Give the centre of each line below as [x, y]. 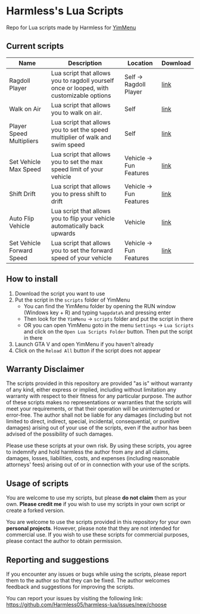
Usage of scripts [37, 483]
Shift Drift [22, 194]
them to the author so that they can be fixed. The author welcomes [88, 580]
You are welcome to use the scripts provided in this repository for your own [99, 522]
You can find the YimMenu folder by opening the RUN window [100, 306]
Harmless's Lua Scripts [65, 11]
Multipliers [24, 141]
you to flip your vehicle [83, 218]
